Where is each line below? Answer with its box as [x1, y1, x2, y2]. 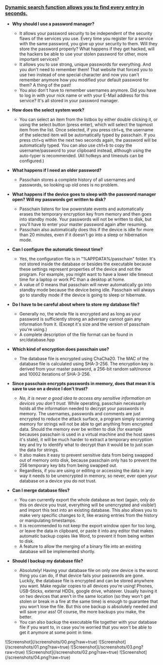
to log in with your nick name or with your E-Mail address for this [19, 92, 149, 98]
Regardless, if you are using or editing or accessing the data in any [19, 468, 153, 474]
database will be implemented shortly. [19, 549, 96, 554]
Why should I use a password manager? [12, 21, 95, 27]
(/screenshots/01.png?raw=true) [5, 644, 70, 650]
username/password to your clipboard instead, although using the [19, 148, 151, 153]
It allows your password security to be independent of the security [19, 31, 153, 37]
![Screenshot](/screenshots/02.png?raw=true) [26, 649, 119, 655]
